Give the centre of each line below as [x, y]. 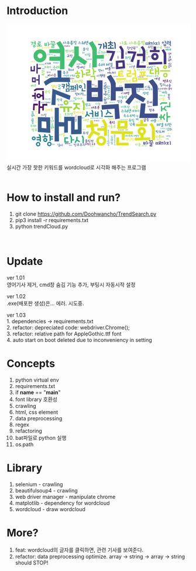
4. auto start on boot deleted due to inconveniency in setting [80, 340]
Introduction [37, 11]
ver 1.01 [16, 277]
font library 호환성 [36, 399]
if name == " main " [38, 392]
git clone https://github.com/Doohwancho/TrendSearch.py [86, 214]
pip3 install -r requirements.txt [52, 220]
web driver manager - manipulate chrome [65, 497]
